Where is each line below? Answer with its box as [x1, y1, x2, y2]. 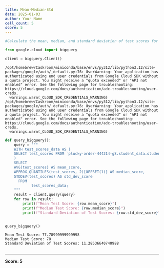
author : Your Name [5, 16, 42, 21]
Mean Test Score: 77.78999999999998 [5, 232, 80, 237]
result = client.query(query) [14, 192, 76, 197]
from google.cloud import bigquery [5, 47, 78, 52]
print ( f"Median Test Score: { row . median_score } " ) [22, 206, 125, 210]
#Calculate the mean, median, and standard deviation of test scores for [5, 39, 159, 44]
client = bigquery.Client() [5, 56, 62, 61]
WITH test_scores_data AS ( [14, 147, 71, 152]
